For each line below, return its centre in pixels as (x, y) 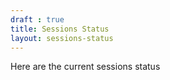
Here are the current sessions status (85, 67)
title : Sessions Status (60, 29)
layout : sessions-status (62, 38)
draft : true (37, 19)
